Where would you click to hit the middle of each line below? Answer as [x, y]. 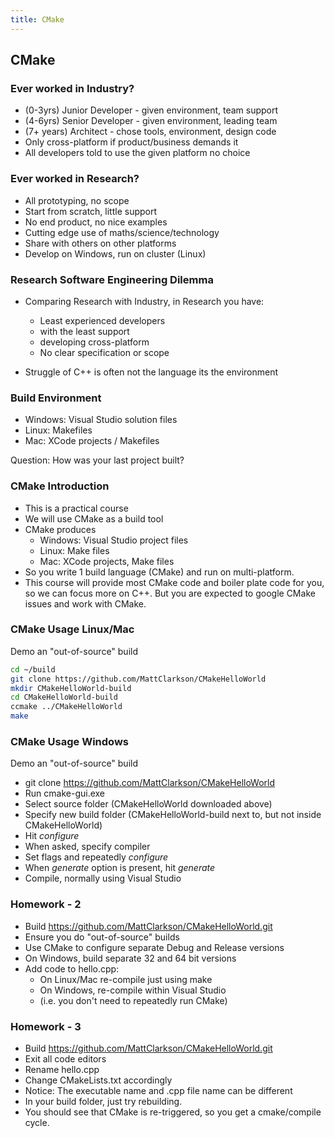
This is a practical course [76, 508]
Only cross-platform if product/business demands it [131, 142]
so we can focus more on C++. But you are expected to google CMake [170, 593]
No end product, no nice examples [96, 222]
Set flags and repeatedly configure [96, 857]
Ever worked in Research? [75, 179]
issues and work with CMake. [85, 603]
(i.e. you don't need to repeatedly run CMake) [133, 1000]
